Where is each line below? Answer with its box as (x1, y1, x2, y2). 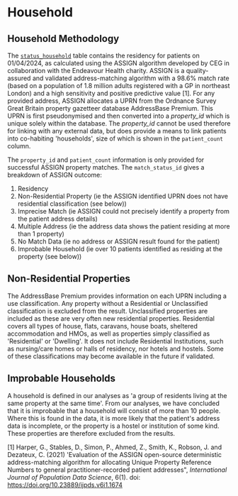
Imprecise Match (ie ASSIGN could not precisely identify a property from (17, 207, 230, 215)
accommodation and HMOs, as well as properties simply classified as (7, 329, 210, 338)
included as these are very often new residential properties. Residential (7, 314, 215, 323)
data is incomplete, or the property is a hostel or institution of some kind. (7, 421, 220, 430)
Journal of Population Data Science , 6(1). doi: (7, 473, 141, 481)
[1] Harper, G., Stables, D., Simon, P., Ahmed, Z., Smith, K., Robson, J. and (7, 443, 222, 451)
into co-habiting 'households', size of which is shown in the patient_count (7, 134, 223, 143)
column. (7, 142, 31, 150)
